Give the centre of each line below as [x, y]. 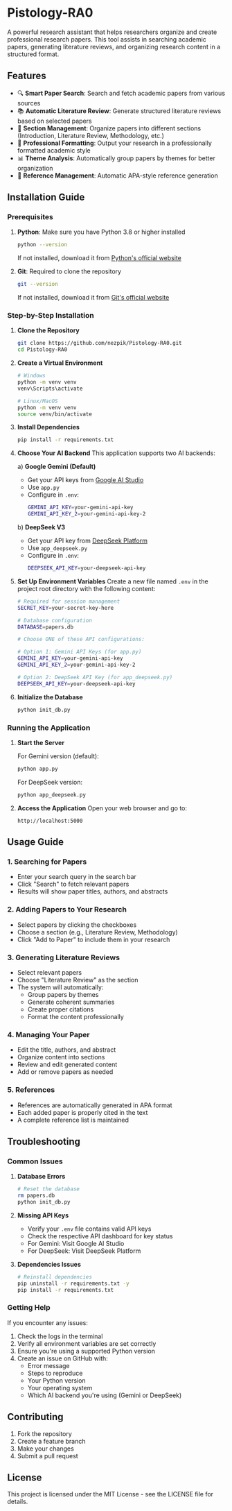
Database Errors [41, 1177]
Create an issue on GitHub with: [63, 1358]
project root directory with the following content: [86, 588]
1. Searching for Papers [47, 862]
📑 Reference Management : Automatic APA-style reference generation [117, 176]
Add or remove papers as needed [65, 1072]
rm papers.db [36, 1196]
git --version [37, 284]
